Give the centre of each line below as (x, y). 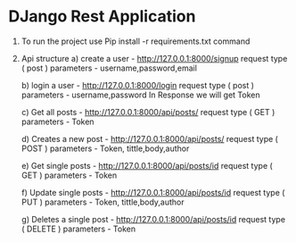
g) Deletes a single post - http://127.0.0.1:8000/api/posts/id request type (153, 219)
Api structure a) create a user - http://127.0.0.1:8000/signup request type (154, 58)
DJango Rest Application (102, 17)
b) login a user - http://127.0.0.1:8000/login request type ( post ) (138, 85)
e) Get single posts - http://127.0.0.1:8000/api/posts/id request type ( (147, 165)
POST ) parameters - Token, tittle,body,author (105, 148)
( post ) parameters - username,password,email (109, 68)
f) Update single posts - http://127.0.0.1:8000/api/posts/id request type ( (153, 192)
